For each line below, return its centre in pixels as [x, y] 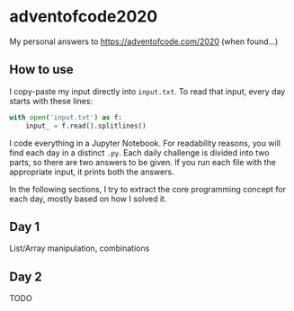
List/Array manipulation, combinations [80, 248]
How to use [41, 70]
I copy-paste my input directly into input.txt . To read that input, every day [147, 91]
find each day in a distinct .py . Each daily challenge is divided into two [139, 152]
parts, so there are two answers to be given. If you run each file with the [143, 162]
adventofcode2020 [84, 17]
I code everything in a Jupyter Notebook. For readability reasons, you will [145, 143]
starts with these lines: [51, 101]
